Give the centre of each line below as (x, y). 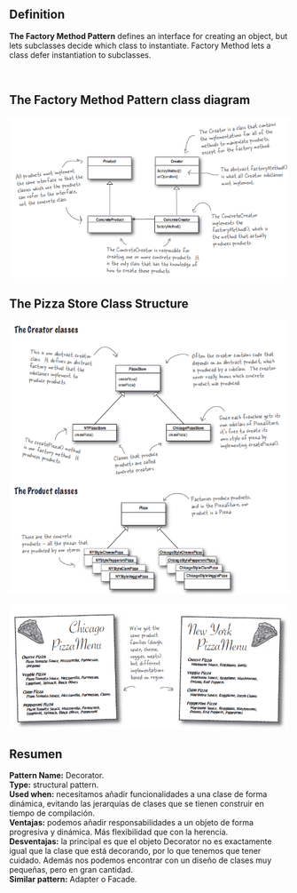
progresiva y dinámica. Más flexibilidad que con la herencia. (119, 832)
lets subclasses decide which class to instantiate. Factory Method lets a (140, 45)
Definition (37, 15)
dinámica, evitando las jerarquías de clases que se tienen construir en (137, 804)
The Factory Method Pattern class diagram (130, 100)
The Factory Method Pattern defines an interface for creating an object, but (148, 36)
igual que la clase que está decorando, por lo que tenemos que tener (135, 851)
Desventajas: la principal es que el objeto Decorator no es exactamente (141, 841)
